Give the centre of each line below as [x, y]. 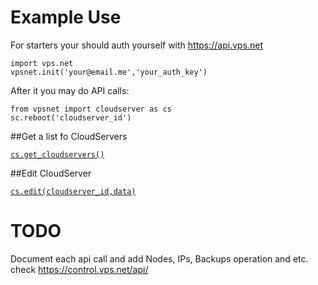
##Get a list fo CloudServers [69, 136]
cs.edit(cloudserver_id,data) [73, 191]
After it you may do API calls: [70, 90]
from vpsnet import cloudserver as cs [91, 109]
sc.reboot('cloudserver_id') [71, 117]
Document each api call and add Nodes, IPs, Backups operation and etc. [159, 258]
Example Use [66, 17]
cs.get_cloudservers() [57, 154]
